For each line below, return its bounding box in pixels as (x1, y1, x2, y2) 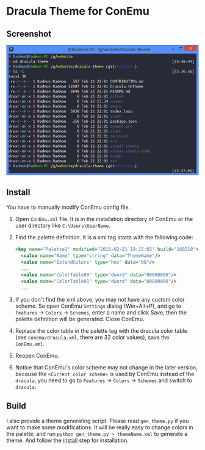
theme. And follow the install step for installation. (6, 437, 129, 444)
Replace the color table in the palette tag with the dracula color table (15, 327, 188, 334)
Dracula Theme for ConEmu (6, 4, 149, 18)
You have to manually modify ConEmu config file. (6, 203, 130, 211)
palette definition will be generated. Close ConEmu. (15, 316, 145, 322)
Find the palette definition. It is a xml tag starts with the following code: (15, 233, 193, 241)
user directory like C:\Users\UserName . (15, 222, 111, 229)
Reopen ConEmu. (15, 352, 59, 359)
